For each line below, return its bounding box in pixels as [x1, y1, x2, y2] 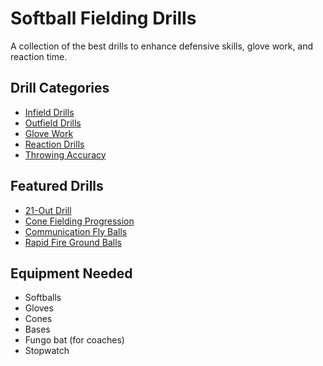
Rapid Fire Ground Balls [24, 236, 122, 248]
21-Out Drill [24, 204, 72, 216]
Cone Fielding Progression [24, 215, 135, 227]
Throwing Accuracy [24, 148, 107, 161]
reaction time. [10, 50, 68, 62]
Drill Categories [10, 80, 110, 97]
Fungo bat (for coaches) [24, 334, 125, 346]
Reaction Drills [24, 138, 85, 150]
